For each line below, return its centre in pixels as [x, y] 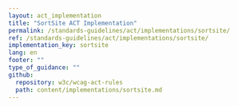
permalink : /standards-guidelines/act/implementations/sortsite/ [119, 30]
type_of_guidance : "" [44, 68]
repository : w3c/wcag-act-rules [69, 82]
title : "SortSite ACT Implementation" [73, 23]
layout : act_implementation [55, 16]
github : [21, 75]
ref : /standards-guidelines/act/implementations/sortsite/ [109, 38]
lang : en [23, 53]
